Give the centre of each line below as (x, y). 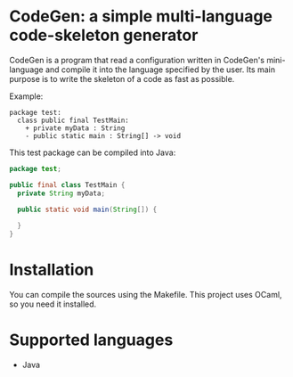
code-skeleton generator (104, 35)
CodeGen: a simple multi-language (141, 16)
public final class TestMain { (67, 184)
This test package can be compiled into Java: (93, 152)
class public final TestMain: (73, 120)
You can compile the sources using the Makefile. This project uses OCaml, (146, 295)
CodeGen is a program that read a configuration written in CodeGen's (137, 60)
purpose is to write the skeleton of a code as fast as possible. (122, 78)
